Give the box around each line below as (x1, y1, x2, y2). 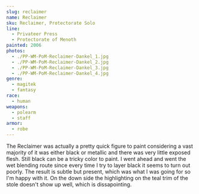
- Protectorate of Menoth (11, 37, 77, 43)
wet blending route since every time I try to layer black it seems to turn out (6, 162, 191, 169)
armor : (6, 121, 23, 127)
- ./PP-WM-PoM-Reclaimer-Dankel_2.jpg (11, 59, 109, 65)
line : (6, 25, 20, 32)
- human (11, 98, 31, 104)
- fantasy (11, 87, 36, 93)
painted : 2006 (6, 43, 42, 49)
